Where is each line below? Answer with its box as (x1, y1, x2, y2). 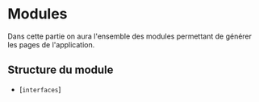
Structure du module (7, 63, 114, 77)
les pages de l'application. (7, 39, 95, 49)
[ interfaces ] (19, 84, 61, 94)
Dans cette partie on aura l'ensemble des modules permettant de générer (7, 31, 252, 41)
